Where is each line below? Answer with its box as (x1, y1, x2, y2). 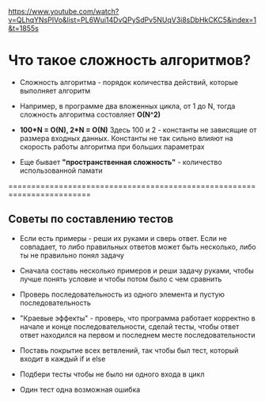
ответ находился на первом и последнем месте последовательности (19, 330, 256, 339)
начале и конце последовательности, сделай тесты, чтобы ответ (19, 321, 240, 331)
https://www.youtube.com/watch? (8, 7, 119, 16)
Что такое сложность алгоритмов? (8, 52, 252, 70)
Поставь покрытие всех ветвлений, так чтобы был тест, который (19, 345, 239, 355)
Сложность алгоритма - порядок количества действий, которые (19, 77, 239, 86)
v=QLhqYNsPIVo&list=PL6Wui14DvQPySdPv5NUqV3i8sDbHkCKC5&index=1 (8, 15, 257, 25)
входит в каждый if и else (19, 354, 106, 363)
